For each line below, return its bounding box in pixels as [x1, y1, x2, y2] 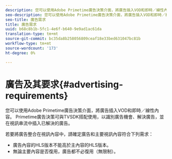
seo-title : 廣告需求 [5, 17, 46, 22]
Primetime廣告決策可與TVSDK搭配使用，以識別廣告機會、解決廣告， [15, 114, 160, 120]
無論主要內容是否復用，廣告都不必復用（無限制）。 [12, 148, 119, 154]
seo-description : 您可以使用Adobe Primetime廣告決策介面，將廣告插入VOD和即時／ [5, 12, 166, 17]
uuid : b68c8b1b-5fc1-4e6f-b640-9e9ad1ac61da [5, 27, 102, 32]
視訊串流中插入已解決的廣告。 [9, 120, 73, 126]
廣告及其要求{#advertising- [5, 78, 123, 90]
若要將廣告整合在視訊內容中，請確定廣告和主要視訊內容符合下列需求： [5, 131, 154, 137]
